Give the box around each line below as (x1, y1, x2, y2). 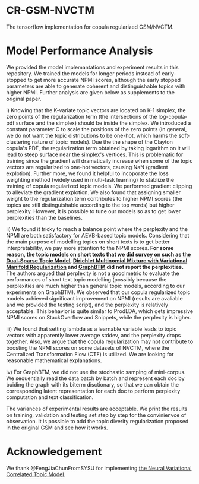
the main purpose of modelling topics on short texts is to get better (6, 238, 170, 245)
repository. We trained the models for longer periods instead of (6, 69, 160, 77)
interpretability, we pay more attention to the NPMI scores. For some (6, 244, 174, 251)
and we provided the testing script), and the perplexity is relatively (6, 301, 168, 308)
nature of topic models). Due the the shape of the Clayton (31, 138, 173, 145)
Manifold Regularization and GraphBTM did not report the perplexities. (6, 263, 184, 270)
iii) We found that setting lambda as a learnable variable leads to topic (6, 325, 177, 333)
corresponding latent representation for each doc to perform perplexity (6, 387, 181, 394)
